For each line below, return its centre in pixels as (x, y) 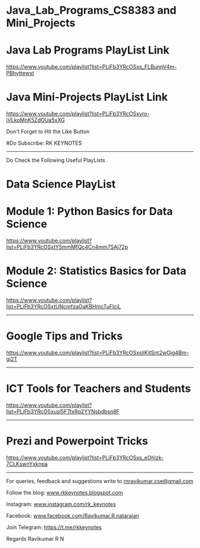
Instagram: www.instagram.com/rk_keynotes (61, 504)
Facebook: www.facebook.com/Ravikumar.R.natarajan (73, 515)
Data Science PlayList (61, 184)
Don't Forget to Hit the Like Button (48, 132)
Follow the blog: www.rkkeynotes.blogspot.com (65, 493)
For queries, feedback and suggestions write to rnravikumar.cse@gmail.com (100, 481)
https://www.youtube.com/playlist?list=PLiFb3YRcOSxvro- (78, 114)
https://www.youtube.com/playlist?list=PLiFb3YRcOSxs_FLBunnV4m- (91, 67)
